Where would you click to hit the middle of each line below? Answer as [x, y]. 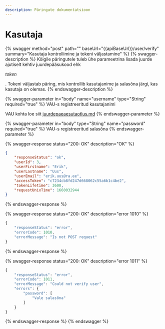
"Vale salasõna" [49, 298]
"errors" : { [26, 289]
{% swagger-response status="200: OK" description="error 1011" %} [76, 261]
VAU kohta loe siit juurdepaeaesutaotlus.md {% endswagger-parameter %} [82, 113]
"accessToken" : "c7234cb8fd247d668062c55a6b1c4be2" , [70, 180]
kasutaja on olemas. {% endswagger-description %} [59, 89]
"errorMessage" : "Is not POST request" [56, 237]
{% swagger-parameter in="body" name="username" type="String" [75, 98]
